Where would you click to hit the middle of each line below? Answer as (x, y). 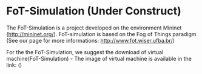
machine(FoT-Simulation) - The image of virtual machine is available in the (99, 58)
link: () (14, 65)
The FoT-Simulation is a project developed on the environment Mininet (94, 28)
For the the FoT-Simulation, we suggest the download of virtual (85, 52)
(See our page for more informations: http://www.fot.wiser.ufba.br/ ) (90, 40)
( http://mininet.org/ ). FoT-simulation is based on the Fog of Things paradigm (101, 34)
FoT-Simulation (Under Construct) (94, 11)
